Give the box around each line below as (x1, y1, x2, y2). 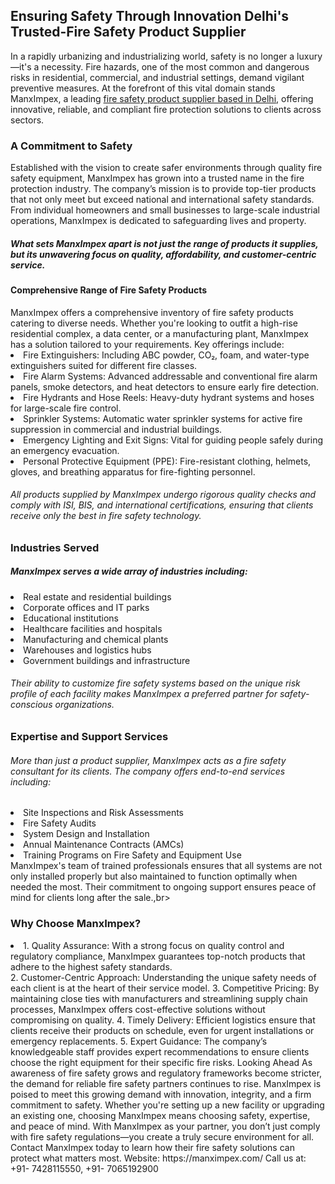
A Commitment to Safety (10, 139, 133, 153)
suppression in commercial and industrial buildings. (10, 423, 223, 435)
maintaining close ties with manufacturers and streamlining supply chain (10, 992, 308, 1004)
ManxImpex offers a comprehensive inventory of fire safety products (10, 306, 294, 318)
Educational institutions (23, 612, 119, 624)
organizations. (54, 699, 115, 711)
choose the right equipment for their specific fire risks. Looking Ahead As (10, 1056, 313, 1068)
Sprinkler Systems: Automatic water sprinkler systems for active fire (23, 412, 303, 424)
